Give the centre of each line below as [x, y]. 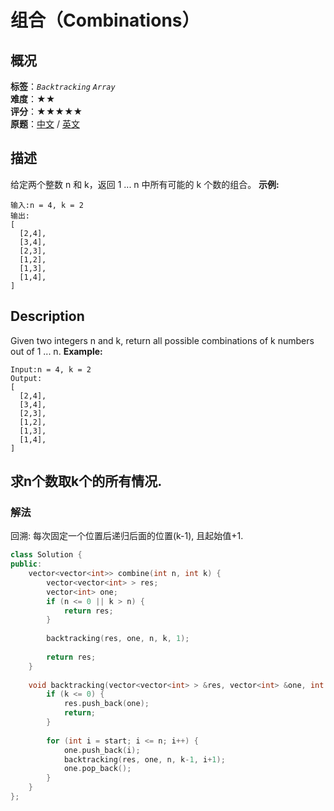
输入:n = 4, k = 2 [47, 205]
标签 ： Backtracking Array [63, 86]
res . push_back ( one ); [106, 704]
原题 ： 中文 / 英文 [45, 124]
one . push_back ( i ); [102, 750]
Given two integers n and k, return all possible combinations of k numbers [162, 340]
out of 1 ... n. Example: [56, 351]
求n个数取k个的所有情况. [86, 481]
